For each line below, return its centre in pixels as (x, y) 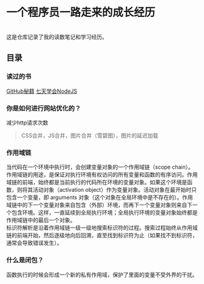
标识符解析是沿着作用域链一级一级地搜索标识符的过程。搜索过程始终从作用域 (102, 228)
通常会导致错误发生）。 (34, 243)
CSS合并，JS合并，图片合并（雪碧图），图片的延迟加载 (90, 135)
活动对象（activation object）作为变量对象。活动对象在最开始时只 (115, 190)
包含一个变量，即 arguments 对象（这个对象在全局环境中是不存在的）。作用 (100, 197)
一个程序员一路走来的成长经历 (81, 12)
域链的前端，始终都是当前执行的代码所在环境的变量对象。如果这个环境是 (97, 182)
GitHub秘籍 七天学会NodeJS (42, 91)
